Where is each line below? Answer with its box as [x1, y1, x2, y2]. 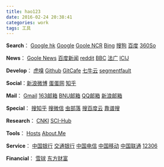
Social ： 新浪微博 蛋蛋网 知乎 [6, 80, 77, 87]
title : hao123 [6, 8, 41, 15]
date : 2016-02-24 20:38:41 [6, 14, 73, 20]
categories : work [6, 19, 49, 25]
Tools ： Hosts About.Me [6, 130, 66, 137]
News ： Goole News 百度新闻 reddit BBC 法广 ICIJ [6, 54, 129, 62]
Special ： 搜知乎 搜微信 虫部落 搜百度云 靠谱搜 [6, 104, 120, 112]
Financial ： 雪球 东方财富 [6, 155, 68, 162]
